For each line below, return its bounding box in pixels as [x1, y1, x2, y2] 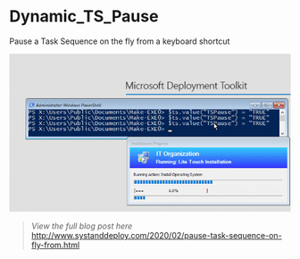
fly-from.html [30, 239, 80, 251]
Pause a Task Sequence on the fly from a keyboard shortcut [9, 36, 230, 46]
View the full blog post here [30, 221, 133, 231]
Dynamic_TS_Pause [9, 6, 159, 27]
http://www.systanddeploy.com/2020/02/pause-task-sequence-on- [30, 230, 283, 241]
